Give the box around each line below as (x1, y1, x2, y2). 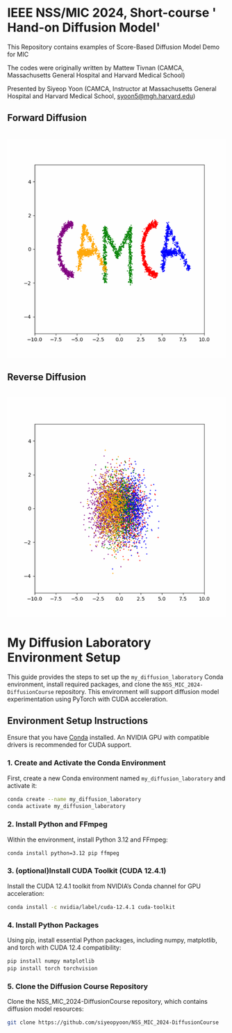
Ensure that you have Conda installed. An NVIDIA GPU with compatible (7, 733, 210, 742)
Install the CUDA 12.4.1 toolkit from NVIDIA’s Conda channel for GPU (7, 882, 201, 890)
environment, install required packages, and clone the (7, 680, 161, 688)
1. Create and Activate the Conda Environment (7, 758, 166, 768)
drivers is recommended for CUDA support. (7, 741, 132, 749)
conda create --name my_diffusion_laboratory (7, 796, 141, 803)
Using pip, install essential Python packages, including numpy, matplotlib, (7, 936, 217, 944)
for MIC (7, 50, 29, 58)
